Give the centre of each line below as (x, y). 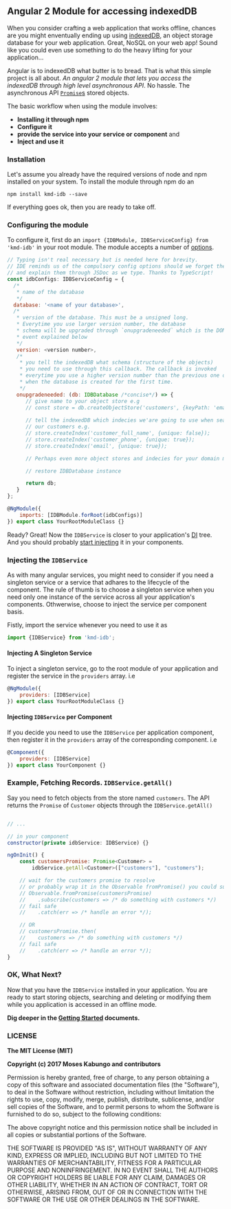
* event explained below (52, 337)
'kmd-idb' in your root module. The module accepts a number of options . (111, 247)
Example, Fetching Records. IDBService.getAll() (90, 783)
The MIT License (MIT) (40, 1051)
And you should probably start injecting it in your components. (96, 542)
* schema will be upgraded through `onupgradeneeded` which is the (115, 331)
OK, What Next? (34, 974)
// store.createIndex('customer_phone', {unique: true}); (110, 440)
